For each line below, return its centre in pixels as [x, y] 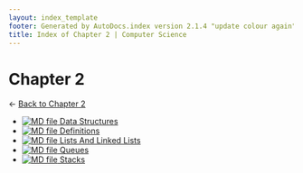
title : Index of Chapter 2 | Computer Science [98, 34]
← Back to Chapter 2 [47, 104]
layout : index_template [53, 18]
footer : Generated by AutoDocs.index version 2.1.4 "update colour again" [152, 26]
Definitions [80, 131]
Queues [74, 150]
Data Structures [89, 122]
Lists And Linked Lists [100, 141]
